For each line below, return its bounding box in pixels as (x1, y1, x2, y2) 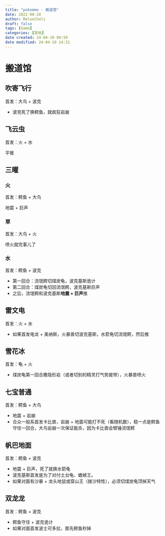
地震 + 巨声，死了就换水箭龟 (12, 466, 71, 472)
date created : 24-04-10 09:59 (5, 35, 68, 40)
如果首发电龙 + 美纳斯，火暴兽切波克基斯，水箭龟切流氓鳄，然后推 (12, 331, 149, 337)
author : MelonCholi (5, 16, 46, 21)
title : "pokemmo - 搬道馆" (5, 7, 59, 12)
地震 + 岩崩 (12, 412, 36, 419)
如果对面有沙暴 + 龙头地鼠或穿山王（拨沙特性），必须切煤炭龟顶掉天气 (12, 478, 156, 484)
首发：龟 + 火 (5, 361, 33, 367)
